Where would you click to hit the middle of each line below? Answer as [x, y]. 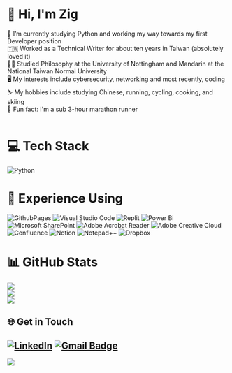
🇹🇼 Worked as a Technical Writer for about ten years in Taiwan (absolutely [115, 48]
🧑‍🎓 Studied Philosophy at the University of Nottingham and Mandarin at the [116, 64]
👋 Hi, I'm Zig [43, 14]
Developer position [34, 41]
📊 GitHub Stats [53, 262]
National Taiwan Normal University [57, 71]
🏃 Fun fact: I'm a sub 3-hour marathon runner [73, 109]
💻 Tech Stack [48, 146]
